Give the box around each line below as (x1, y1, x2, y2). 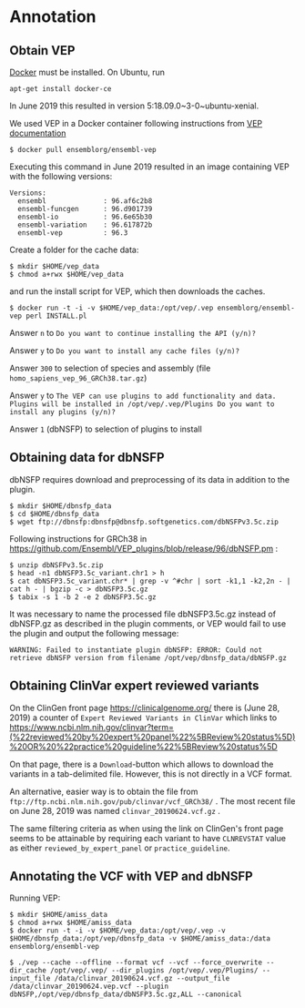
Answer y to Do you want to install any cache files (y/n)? (9, 345, 239, 356)
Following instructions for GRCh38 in (9, 533, 147, 544)
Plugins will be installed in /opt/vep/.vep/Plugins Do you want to (9, 400, 275, 409)
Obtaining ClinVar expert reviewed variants (9, 678, 259, 694)
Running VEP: (9, 892, 61, 903)
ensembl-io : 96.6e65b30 (17, 212, 153, 221)
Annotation (9, 6, 97, 27)
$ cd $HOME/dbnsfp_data (9, 509, 100, 518)
